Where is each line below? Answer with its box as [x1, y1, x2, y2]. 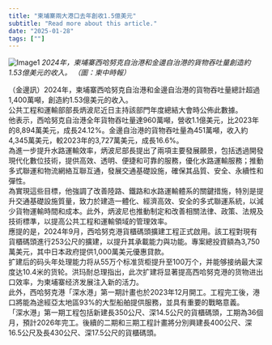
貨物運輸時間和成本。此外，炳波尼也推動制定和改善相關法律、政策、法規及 [15, 207, 264, 216]
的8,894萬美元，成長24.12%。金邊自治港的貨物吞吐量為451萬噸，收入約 [8, 126, 249, 135]
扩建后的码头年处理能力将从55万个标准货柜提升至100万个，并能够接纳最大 [8, 257, 256, 267]
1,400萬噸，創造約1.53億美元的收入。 [8, 95, 133, 105]
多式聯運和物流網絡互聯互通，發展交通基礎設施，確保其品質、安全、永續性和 [8, 166, 264, 176]
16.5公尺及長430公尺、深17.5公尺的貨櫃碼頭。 [8, 328, 161, 338]
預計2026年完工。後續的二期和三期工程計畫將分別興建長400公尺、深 [22, 317, 253, 328]
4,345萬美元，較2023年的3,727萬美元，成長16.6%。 [8, 135, 184, 146]
